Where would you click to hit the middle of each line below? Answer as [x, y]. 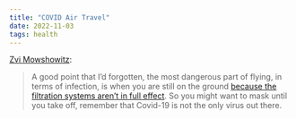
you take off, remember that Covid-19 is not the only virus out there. [157, 106]
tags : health [34, 34]
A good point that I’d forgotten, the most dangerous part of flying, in [157, 77]
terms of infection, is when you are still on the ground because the [154, 87]
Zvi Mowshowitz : [41, 60]
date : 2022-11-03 [42, 26]
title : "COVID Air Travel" [60, 17]
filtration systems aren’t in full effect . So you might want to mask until [159, 96]
